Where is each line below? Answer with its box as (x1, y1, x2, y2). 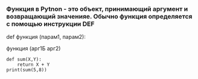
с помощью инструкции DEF (6, 20, 95, 28)
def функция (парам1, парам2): (6, 34, 86, 41)
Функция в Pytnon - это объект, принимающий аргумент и (6, 5, 188, 13)
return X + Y (17, 62, 50, 68)
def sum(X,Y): (6, 56, 42, 63)
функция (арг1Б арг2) (6, 45, 61, 52)
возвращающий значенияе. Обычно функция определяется (6, 12, 193, 20)
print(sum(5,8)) (6, 67, 47, 73)
